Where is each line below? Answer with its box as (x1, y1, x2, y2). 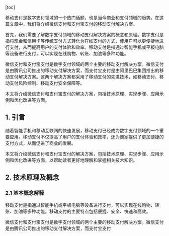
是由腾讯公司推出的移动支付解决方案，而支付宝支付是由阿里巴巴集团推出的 (5, 67, 159, 73)
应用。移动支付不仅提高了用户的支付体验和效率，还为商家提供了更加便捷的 (9, 133, 164, 140)
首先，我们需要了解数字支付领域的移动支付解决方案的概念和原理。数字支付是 (5, 32, 164, 37)
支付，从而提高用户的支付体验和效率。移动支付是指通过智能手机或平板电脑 (9, 44, 164, 50)
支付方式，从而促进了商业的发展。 (5, 140, 76, 146)
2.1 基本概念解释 (5, 190, 44, 197)
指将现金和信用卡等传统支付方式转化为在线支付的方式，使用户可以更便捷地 (5, 38, 159, 44)
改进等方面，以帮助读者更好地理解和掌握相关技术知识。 (22, 157, 137, 163)
